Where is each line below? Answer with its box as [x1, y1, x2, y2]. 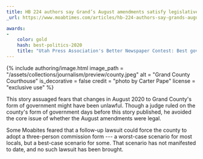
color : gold [17, 37, 47, 43]
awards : [6, 25, 26, 31]
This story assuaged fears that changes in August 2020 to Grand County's [6, 95, 192, 103]
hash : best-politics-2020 [17, 42, 83, 48]
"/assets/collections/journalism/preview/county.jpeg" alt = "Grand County [6, 71, 190, 78]
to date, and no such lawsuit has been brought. [6, 146, 124, 153]
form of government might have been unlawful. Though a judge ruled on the [6, 102, 196, 109]
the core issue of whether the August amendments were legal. [6, 114, 161, 122]
